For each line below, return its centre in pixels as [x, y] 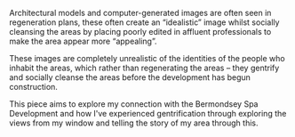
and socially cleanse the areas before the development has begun [130, 77]
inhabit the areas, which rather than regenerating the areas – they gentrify [144, 68]
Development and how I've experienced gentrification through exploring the [148, 113]
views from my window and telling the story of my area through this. [134, 123]
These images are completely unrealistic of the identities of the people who [147, 58]
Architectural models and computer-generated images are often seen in [140, 13]
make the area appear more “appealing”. [83, 41]
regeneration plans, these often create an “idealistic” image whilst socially [144, 22]
